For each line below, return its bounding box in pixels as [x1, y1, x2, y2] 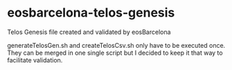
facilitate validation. [7, 55, 63, 64]
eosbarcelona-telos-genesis [7, 5, 175, 21]
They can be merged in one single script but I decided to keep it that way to [7, 49, 223, 57]
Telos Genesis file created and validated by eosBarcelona [7, 28, 171, 36]
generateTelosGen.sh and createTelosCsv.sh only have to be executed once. [7, 41, 226, 49]
